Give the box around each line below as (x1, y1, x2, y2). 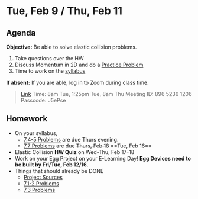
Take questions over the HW (14, 55, 84, 62)
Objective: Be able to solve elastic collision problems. (6, 43, 137, 50)
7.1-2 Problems (23, 179, 59, 187)
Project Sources (23, 174, 63, 181)
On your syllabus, (14, 129, 58, 137)
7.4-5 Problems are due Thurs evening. (23, 136, 119, 143)
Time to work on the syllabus (14, 68, 86, 75)
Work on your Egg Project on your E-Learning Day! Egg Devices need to (14, 155, 191, 162)
